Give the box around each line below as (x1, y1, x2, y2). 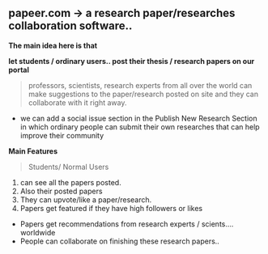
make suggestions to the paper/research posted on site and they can (28, 89, 259, 99)
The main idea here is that (8, 40, 98, 50)
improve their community (19, 130, 104, 140)
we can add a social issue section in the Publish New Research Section (19, 113, 257, 123)
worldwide (19, 227, 56, 237)
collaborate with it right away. (28, 97, 127, 108)
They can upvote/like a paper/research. (19, 194, 152, 205)
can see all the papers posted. (19, 177, 121, 187)
